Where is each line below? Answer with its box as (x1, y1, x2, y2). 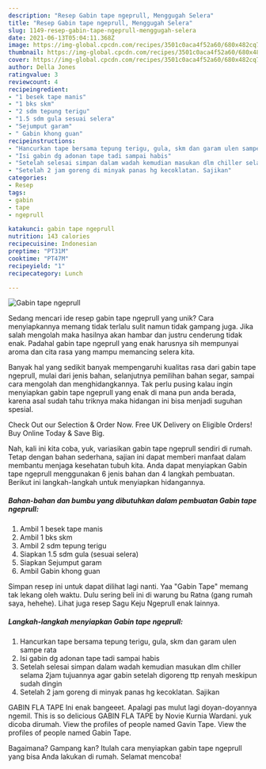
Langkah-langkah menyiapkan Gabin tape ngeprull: (8, 617, 184, 626)
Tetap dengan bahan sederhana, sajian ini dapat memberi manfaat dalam (8, 452, 247, 462)
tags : (8, 188, 26, 197)
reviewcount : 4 (8, 78, 59, 86)
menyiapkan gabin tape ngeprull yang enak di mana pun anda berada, (8, 388, 236, 398)
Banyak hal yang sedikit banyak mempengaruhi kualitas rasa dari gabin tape (8, 363, 256, 372)
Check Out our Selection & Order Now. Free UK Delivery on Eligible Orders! (8, 420, 253, 429)
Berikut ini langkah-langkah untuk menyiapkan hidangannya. (8, 478, 206, 487)
